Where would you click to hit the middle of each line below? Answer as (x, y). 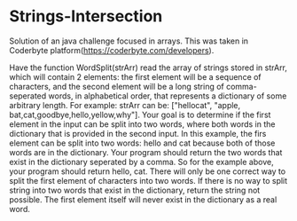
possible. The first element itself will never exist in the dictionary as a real (143, 199)
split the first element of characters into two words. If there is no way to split (148, 180)
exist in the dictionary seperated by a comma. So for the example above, (141, 162)
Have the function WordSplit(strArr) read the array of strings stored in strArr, (148, 67)
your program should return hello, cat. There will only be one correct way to (148, 171)
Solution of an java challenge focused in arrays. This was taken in (129, 41)
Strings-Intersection (86, 16)
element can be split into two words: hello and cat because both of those (142, 143)
